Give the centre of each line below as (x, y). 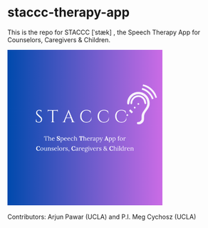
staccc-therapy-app (69, 13)
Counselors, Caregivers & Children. (59, 39)
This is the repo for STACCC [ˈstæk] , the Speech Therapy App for (104, 32)
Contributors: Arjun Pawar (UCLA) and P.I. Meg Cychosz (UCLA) (102, 217)
